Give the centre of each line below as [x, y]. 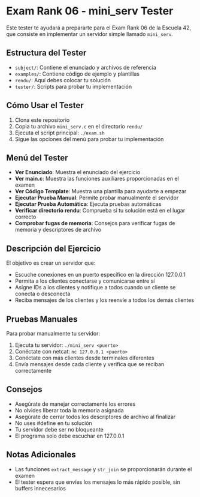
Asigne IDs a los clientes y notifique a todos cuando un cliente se [95, 288]
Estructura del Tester [46, 53]
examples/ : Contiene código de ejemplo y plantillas [77, 74]
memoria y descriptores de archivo [58, 230]
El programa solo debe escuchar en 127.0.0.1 [69, 436]
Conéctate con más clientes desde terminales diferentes [84, 358]
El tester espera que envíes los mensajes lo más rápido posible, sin [98, 482]
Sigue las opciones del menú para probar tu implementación [89, 139]
